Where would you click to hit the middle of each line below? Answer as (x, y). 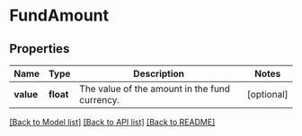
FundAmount (59, 16)
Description (159, 74)
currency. (100, 100)
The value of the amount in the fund (155, 89)
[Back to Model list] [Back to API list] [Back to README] (112, 122)
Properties (40, 49)
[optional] (267, 94)
